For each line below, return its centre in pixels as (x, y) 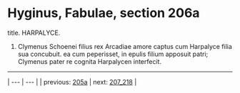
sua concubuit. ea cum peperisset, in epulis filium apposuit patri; (113, 54)
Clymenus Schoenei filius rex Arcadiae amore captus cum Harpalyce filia (125, 46)
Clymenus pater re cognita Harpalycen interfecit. (90, 61)
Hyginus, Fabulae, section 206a (104, 13)
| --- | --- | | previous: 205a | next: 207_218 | (72, 82)
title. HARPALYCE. (34, 33)
